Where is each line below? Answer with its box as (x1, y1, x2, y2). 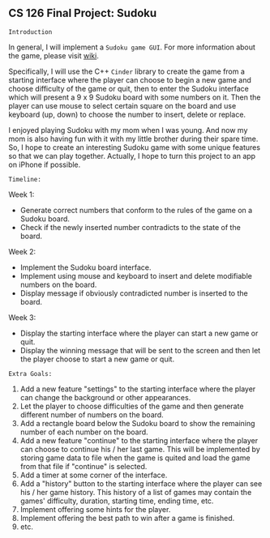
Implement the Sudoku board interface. (19, 263, 152, 272)
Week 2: (8, 246, 36, 256)
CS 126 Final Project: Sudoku (8, 6, 157, 20)
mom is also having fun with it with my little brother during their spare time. (8, 134, 259, 143)
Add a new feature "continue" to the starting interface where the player (19, 435, 258, 445)
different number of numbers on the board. (19, 409, 164, 420)
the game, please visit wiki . (8, 50, 99, 60)
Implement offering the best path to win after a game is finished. (19, 513, 235, 523)
